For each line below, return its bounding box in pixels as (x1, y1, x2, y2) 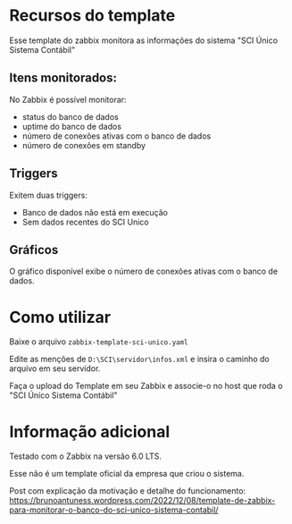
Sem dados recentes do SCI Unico (21, 216, 149, 227)
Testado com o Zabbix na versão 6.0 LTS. (9, 451, 163, 461)
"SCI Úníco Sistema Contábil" (9, 390, 118, 401)
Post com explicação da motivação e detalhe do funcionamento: (9, 486, 246, 496)
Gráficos (9, 242, 59, 258)
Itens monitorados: (9, 71, 118, 86)
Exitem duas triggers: (9, 190, 88, 200)
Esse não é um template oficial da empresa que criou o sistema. (9, 469, 245, 479)
